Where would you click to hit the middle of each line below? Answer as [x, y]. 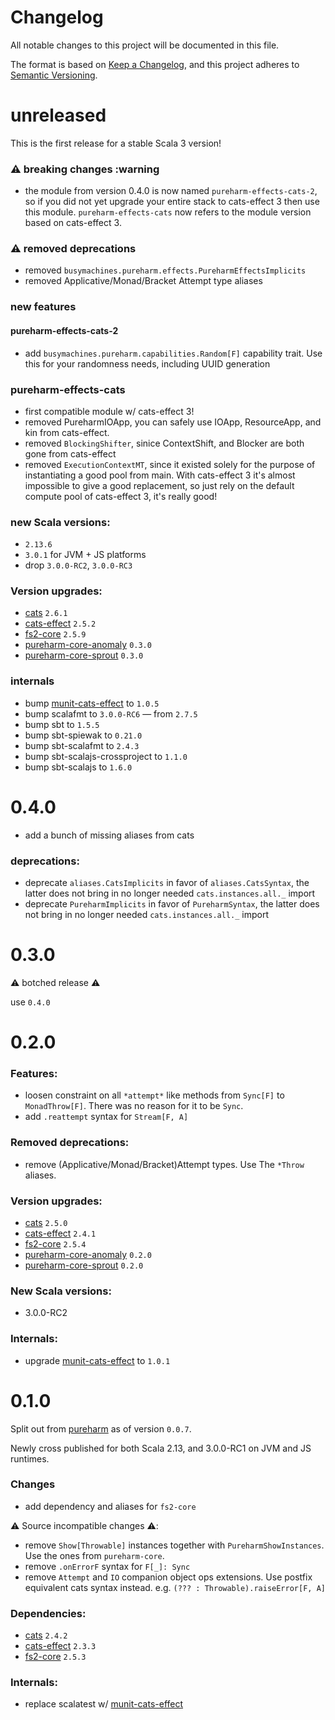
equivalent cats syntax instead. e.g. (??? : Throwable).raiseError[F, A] [175, 1587]
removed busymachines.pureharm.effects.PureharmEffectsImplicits [165, 270]
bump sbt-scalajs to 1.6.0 [78, 767]
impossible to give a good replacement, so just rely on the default [159, 485]
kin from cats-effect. [67, 432]
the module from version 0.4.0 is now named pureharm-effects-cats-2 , [171, 191]
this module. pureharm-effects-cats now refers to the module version [168, 212]
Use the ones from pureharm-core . [94, 1555]
